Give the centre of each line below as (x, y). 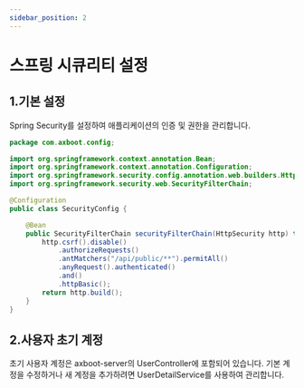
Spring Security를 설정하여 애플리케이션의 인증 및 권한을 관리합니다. (130, 125)
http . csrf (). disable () (85, 242)
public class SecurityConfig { (68, 209)
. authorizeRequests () (99, 250)
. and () (70, 276)
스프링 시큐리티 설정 (79, 65)
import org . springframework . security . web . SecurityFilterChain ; (131, 184)
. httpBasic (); (84, 284)
